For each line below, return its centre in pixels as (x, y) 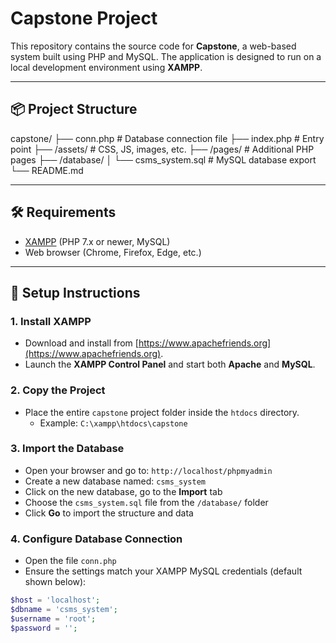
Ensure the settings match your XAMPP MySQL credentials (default (163, 571)
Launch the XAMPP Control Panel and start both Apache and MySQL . (170, 364)
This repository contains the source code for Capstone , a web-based (153, 46)
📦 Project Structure (74, 109)
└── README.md (47, 170)
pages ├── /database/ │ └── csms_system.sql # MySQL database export (163, 159)
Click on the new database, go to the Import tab (123, 491)
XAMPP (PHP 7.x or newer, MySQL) (97, 241)
